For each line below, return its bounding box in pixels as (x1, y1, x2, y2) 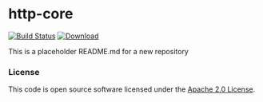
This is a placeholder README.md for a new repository (8, 46, 189, 56)
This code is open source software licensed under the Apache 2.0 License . (8, 84, 256, 94)
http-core (8, 5, 74, 23)
